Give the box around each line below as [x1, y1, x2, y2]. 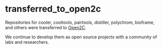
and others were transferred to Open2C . [5, 24, 86, 30]
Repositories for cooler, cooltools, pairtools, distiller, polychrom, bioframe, [5, 19, 155, 25]
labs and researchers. [5, 39, 49, 45]
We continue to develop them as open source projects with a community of [5, 34, 157, 40]
